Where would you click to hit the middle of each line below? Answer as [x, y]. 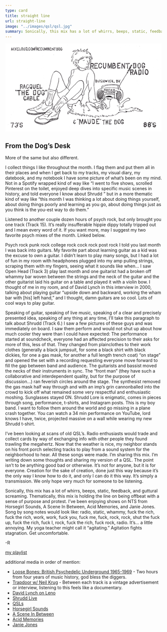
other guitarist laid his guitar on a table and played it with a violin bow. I [78, 282]
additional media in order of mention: [43, 562]
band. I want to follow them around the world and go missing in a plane [78, 408]
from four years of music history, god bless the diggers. [69, 577]
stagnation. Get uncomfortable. [37, 533]
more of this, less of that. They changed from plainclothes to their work [78, 344]
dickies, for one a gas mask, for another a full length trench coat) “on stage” [83, 355]
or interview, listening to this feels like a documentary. [67, 587]
